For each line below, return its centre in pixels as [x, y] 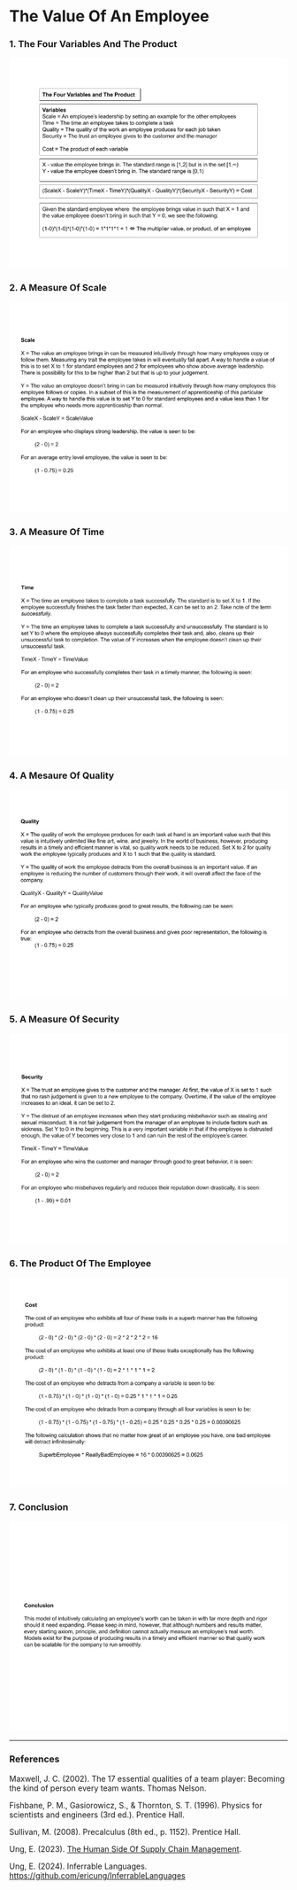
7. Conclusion [39, 1506]
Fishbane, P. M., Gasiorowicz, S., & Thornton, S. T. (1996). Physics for [136, 1805]
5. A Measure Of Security [65, 1019]
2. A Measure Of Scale [58, 288]
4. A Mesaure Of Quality [62, 775]
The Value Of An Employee [109, 16]
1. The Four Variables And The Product [93, 44]
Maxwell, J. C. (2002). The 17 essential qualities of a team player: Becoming [147, 1778]
